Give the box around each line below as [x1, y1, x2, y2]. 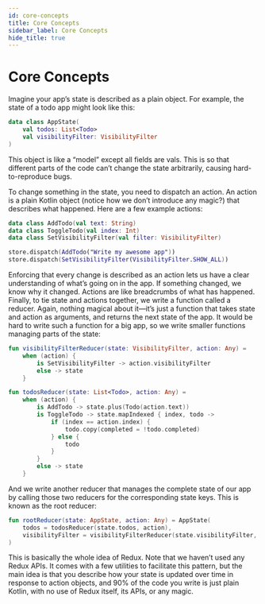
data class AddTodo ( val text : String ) [8, 219, 136, 227]
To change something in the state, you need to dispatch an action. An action [8, 187, 258, 196]
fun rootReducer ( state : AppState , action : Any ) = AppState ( [8, 516, 212, 525]
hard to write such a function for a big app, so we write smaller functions [8, 321, 246, 331]
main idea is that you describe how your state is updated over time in [8, 570, 234, 579]
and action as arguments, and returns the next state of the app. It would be [8, 312, 253, 322]
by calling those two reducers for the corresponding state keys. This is [8, 492, 240, 501]
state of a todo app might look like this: [8, 103, 136, 112]
